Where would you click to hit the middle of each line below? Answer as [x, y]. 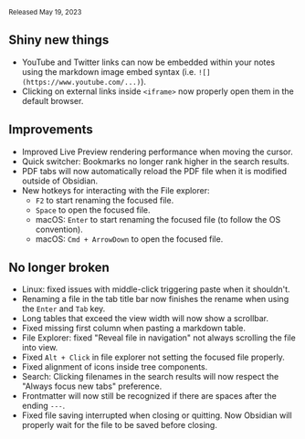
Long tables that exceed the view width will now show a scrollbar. [145, 319]
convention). [59, 229]
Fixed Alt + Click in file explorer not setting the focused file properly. [153, 357]
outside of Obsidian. [60, 181]
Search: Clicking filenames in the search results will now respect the [150, 377]
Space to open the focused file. [93, 210]
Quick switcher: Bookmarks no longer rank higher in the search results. [155, 161]
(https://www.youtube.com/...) [81, 82]
